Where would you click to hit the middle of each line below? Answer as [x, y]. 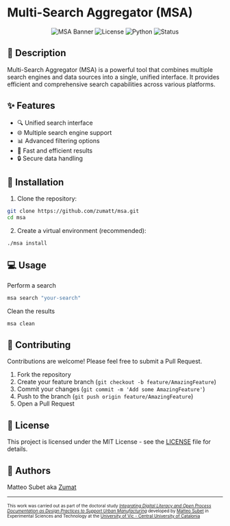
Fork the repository [44, 375]
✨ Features [31, 106]
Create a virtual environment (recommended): [81, 231]
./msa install [27, 243]
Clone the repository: [47, 199]
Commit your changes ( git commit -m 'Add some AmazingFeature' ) [111, 389]
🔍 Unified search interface [55, 123]
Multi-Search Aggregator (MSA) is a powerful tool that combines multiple [110, 69]
